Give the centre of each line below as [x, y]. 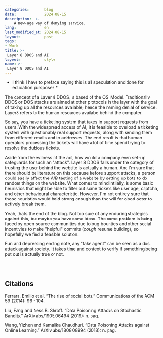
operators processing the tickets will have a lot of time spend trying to [75, 143]
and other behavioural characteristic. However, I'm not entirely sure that [77, 194]
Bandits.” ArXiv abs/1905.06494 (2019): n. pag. [52, 316]
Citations [19, 284]
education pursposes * [35, 88]
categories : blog [29, 10]
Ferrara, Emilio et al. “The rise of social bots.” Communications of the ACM [80, 296]
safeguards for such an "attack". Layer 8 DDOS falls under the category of [80, 162]
